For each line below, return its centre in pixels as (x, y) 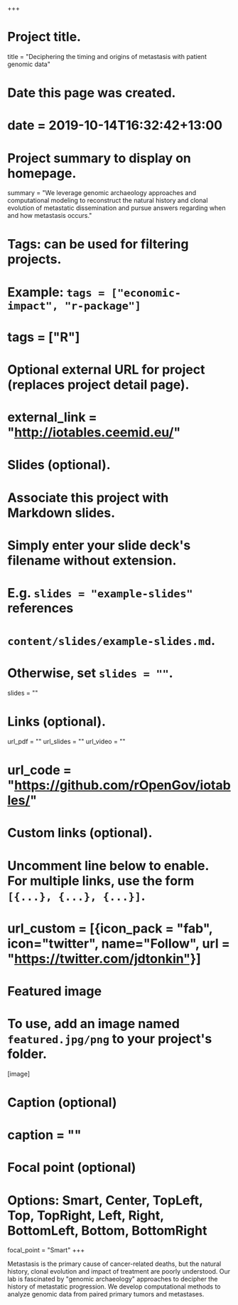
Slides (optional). (59, 465)
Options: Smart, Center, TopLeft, (105, 1200)
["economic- (146, 293)
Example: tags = (56, 292)
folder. (27, 1054)
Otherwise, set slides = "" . (90, 673)
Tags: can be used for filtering (98, 245)
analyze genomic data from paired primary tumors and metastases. (106, 1294)
